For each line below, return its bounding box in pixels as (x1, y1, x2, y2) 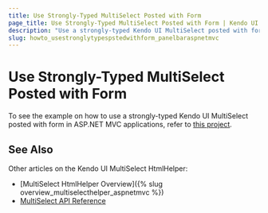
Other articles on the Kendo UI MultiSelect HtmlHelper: (8, 164, 188, 173)
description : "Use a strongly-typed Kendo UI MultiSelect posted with (8, 26, 248, 34)
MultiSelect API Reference (19, 196, 106, 205)
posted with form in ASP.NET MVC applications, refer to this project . (8, 120, 233, 130)
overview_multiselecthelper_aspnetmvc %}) (19, 188, 164, 197)
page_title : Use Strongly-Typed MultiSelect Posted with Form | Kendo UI (8, 19, 259, 27)
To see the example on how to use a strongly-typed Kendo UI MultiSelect (8, 111, 249, 121)
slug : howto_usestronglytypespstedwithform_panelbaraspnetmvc (8, 33, 219, 42)
